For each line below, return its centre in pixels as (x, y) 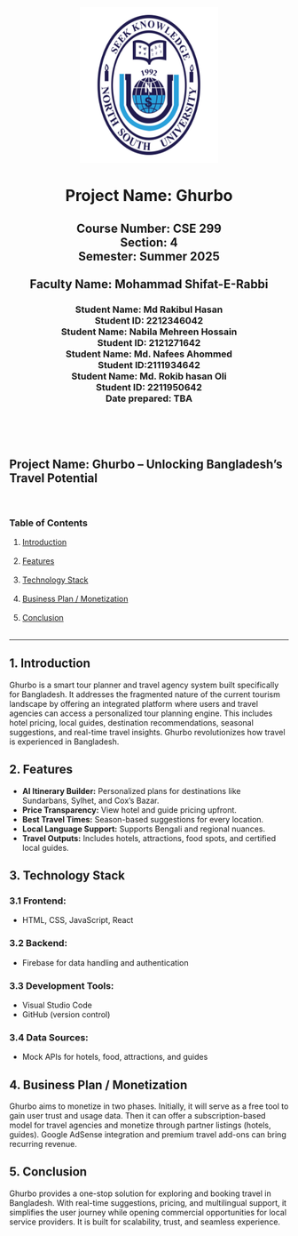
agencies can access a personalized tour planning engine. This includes (141, 713)
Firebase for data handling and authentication (105, 962)
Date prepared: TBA (149, 398)
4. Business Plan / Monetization (98, 1084)
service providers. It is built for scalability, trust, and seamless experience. (145, 1222)
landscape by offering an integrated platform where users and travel (134, 703)
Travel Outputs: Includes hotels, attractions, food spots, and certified (149, 838)
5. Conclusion (48, 1172)
